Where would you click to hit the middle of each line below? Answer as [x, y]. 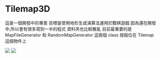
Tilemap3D [28, 9]
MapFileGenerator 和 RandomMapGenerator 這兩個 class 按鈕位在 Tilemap [80, 35]
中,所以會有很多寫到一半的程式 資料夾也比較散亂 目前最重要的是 [68, 29]
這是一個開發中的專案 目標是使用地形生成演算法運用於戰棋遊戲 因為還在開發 [80, 23]
